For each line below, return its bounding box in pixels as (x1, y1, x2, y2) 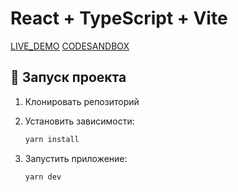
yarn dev (24, 172, 62, 182)
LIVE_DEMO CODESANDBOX (10, 40, 130, 52)
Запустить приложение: (24, 152, 128, 164)
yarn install (24, 134, 80, 144)
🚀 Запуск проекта (10, 69, 127, 86)
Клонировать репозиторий (24, 95, 140, 107)
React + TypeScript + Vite (10, 7, 228, 30)
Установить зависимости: (24, 115, 135, 127)
